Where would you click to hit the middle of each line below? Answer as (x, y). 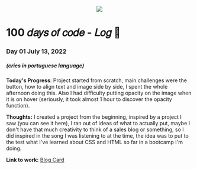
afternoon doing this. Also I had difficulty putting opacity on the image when (99, 93)
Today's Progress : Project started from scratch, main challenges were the (97, 80)
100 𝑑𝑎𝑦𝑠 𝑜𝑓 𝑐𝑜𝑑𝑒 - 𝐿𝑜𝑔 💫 (64, 33)
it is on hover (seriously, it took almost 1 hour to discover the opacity (89, 99)
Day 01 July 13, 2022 (36, 51)
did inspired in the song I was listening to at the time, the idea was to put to (98, 136)
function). (18, 106)
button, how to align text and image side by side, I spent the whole (87, 87)
